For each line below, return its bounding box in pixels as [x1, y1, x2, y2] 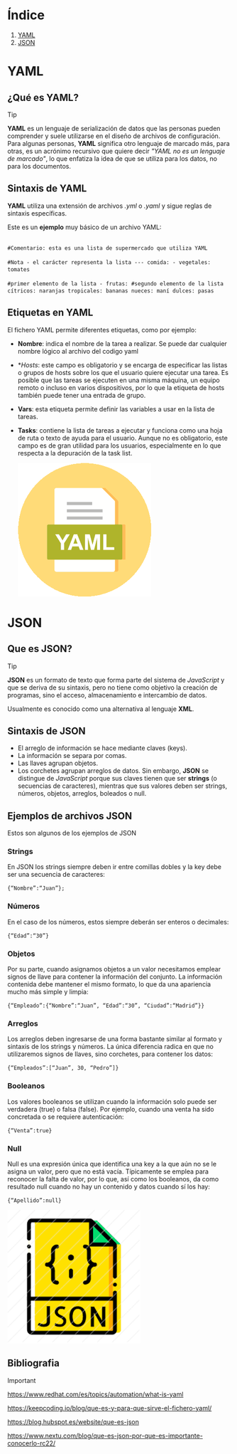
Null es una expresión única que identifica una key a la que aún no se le [7, 1159, 217, 1168]
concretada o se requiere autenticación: [7, 1112, 124, 1121]
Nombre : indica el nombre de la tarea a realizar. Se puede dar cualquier [17, 339, 227, 348]
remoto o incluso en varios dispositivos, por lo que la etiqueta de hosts [17, 383, 225, 391]
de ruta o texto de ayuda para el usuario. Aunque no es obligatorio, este [17, 433, 228, 442]
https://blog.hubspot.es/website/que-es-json [7, 1417, 140, 1426]
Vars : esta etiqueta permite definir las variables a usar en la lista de [17, 404, 215, 413]
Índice [7, 7, 45, 23]
